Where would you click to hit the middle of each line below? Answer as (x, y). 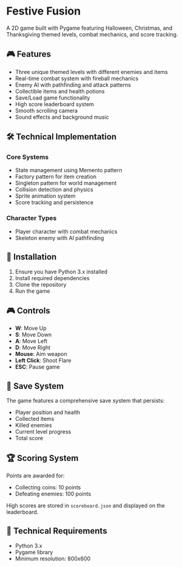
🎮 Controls (28, 310)
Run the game (32, 291)
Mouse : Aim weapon (41, 354)
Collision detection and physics (54, 190)
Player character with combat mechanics (66, 231)
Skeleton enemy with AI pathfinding (59, 238)
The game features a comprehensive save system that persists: (85, 401)
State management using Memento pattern (68, 170)
